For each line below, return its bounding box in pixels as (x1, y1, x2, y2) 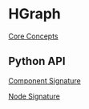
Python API (8, 54, 66, 68)
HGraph (8, 5, 62, 23)
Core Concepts (8, 31, 59, 41)
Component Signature (8, 75, 82, 85)
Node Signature (8, 91, 60, 101)
